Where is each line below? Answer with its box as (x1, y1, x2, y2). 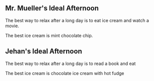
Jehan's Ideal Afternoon (5, 47, 82, 56)
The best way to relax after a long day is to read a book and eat (5, 60, 136, 66)
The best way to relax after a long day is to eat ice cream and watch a (5, 17, 149, 23)
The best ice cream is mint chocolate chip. (5, 32, 93, 38)
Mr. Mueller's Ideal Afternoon (5, 4, 99, 13)
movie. (5, 23, 19, 29)
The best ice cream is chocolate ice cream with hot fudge (5, 70, 124, 76)
